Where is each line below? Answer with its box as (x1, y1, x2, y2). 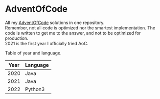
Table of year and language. (5, 50, 62, 56)
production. (5, 35, 28, 41)
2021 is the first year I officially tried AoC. (5, 40, 89, 46)
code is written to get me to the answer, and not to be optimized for (5, 30, 141, 36)
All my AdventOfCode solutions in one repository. (5, 20, 105, 25)
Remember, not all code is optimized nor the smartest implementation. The (5, 25, 156, 30)
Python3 (25, 86, 45, 93)
